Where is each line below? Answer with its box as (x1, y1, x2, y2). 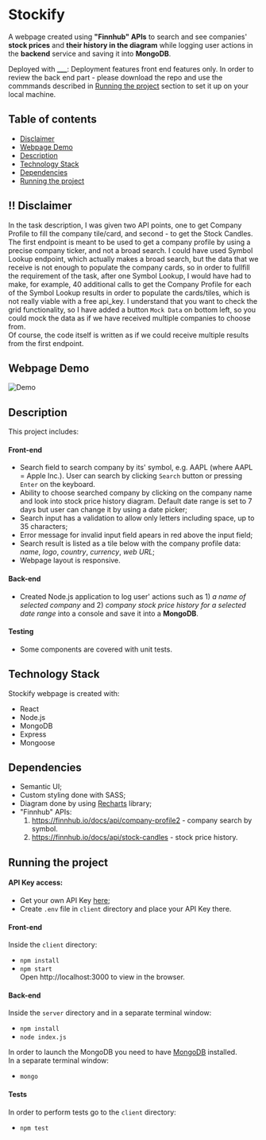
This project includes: (8, 427, 79, 437)
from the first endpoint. (8, 338, 84, 348)
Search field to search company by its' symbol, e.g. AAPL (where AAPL (19, 463, 253, 473)
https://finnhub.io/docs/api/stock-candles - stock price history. (31, 833, 238, 842)
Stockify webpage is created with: (8, 688, 120, 698)
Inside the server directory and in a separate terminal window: (8, 1008, 212, 1017)
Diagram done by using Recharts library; (19, 799, 152, 808)
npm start (19, 965, 53, 974)
